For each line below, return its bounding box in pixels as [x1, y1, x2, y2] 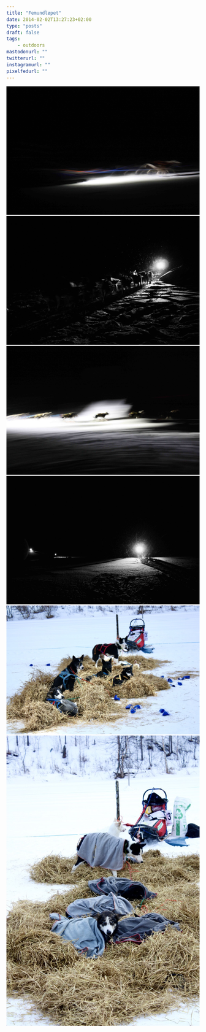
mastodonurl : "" [6, 49, 48, 55]
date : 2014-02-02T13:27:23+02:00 [6, 16, 92, 23]
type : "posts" [6, 23, 43, 29]
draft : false [6, 29, 40, 36]
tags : [6, 36, 20, 42]
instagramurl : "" [6, 61, 51, 67]
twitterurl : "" [6, 55, 45, 61]
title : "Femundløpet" [6, 10, 62, 16]
